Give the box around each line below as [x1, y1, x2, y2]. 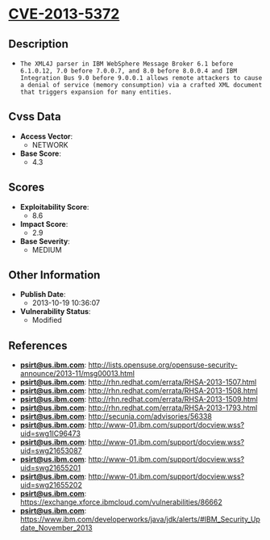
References [8, 338, 68, 352]
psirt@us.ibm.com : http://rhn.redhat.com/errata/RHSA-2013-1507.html [19, 377, 257, 387]
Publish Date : [19, 290, 66, 299]
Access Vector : [19, 131, 73, 141]
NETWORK [31, 140, 69, 149]
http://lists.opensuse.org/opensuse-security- [88, 360, 238, 370]
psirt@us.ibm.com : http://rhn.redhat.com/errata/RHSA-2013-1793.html [19, 403, 258, 412]
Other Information [8, 268, 101, 283]
